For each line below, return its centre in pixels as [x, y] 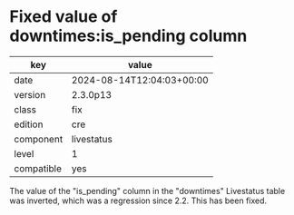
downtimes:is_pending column [128, 36]
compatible [38, 168]
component [39, 139]
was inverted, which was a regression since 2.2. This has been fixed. [138, 200]
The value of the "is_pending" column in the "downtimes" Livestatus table [147, 191]
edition [29, 124]
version [30, 94]
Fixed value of [64, 17]
